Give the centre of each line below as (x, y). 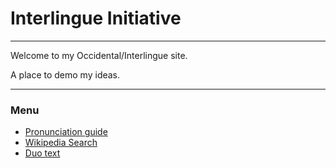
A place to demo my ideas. (65, 74)
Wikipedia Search (61, 143)
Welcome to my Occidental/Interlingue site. (99, 55)
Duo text (42, 153)
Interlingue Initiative (96, 18)
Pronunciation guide (66, 132)
